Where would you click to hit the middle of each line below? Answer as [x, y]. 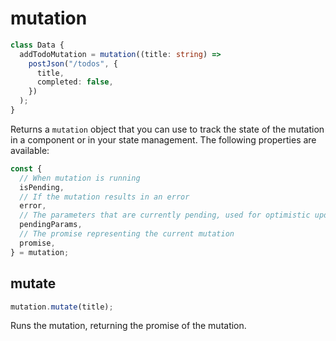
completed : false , [75, 82]
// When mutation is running [80, 178]
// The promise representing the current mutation [127, 234]
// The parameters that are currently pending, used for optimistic [165, 215]
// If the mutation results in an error [104, 197]
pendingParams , [51, 225]
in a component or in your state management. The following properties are [163, 139]
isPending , [42, 187]
